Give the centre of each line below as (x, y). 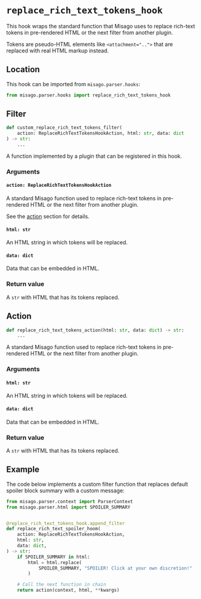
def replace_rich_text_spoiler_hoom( (54, 529)
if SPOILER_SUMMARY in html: (54, 557)
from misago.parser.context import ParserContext (70, 501)
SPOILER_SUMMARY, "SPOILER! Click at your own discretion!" (115, 568)
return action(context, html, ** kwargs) (68, 590)
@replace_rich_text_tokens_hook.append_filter (66, 523)
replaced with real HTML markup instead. (58, 51)
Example (23, 470)
